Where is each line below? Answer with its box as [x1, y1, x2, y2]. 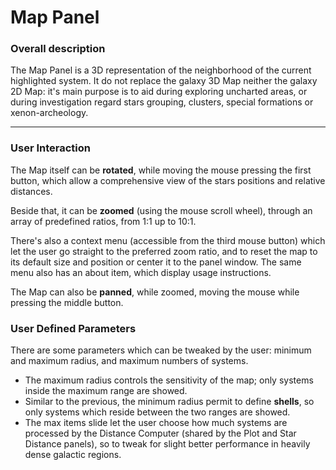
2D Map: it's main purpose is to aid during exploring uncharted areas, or [10, 86, 308, 98]
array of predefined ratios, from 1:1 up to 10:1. [10, 215, 197, 227]
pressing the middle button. [10, 296, 124, 308]
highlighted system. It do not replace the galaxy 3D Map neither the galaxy [10, 75, 318, 87]
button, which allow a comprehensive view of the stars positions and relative [10, 174, 326, 186]
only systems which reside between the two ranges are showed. [24, 406, 291, 418]
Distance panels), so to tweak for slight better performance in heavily [24, 438, 311, 450]
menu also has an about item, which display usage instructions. [10, 266, 272, 278]
